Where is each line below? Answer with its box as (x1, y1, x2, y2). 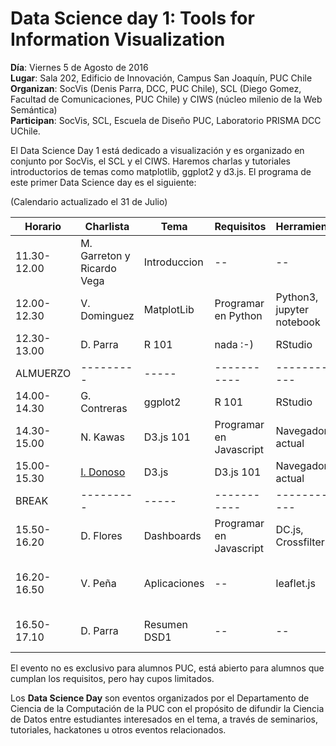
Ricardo (80, 261, 117, 275)
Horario (24, 219, 62, 233)
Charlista (84, 219, 130, 233)
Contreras (80, 401, 128, 415)
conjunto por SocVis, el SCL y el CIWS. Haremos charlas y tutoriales (10, 155, 291, 167)
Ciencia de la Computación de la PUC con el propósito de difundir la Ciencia (10, 702, 325, 714)
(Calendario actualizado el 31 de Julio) (10, 195, 168, 207)
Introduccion (143, 255, 204, 269)
